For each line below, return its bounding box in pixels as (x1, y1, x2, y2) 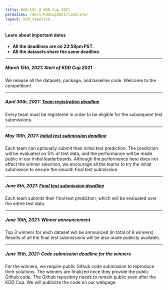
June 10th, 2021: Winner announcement (5, 217, 91, 223)
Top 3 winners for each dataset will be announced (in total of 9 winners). (5, 229, 155, 235)
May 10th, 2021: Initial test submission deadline (5, 133, 106, 139)
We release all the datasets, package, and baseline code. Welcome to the (5, 77, 156, 83)
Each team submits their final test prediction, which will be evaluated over (5, 195, 157, 201)
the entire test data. (5, 200, 45, 206)
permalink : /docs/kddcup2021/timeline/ (5, 12, 88, 17)
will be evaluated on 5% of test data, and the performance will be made (5, 150, 152, 156)
